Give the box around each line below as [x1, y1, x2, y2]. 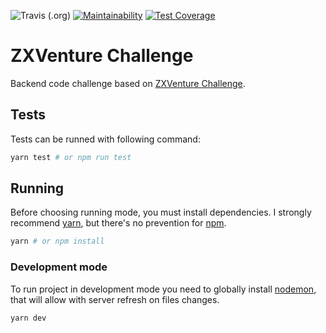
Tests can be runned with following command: [10, 133, 201, 145]
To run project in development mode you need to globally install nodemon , [10, 283, 317, 295]
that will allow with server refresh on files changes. [10, 293, 220, 305]
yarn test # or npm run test [10, 152, 132, 162]
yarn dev [10, 313, 47, 323]
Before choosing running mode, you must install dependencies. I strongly [10, 206, 312, 219]
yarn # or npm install [10, 236, 105, 247]
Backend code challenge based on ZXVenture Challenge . [10, 77, 246, 89]
